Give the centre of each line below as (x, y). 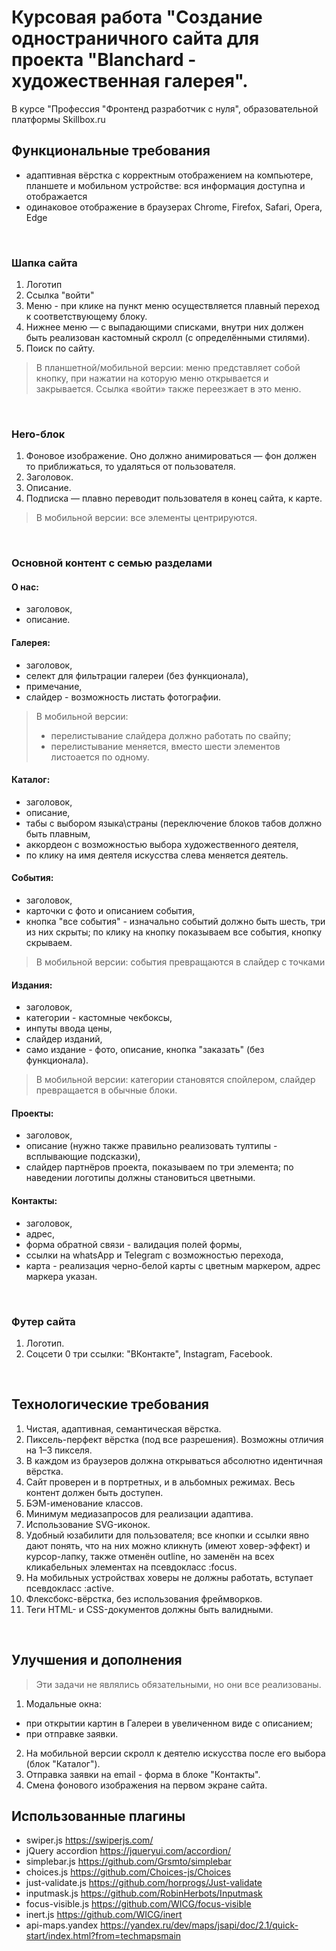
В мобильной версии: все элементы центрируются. (146, 518)
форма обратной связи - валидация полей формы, (134, 1244)
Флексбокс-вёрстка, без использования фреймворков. (144, 1598)
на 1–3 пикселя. (59, 1450)
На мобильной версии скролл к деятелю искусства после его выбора (175, 1753)
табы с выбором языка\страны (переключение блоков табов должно (174, 823)
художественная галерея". (130, 81)
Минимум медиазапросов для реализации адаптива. (139, 1513)
